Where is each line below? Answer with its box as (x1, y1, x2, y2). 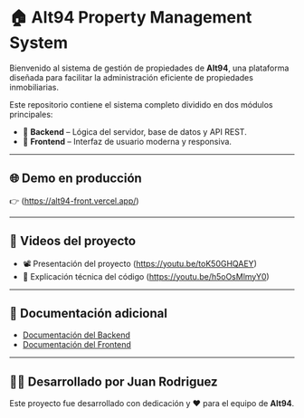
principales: (9, 109, 53, 119)
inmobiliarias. (9, 81, 60, 92)
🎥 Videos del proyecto (9, 233, 137, 249)
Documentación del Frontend (22, 339, 131, 350)
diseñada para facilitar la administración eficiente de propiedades (9, 71, 253, 82)
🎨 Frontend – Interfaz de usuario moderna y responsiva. (22, 136, 233, 147)
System (9, 33, 69, 53)
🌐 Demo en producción (9, 171, 142, 186)
